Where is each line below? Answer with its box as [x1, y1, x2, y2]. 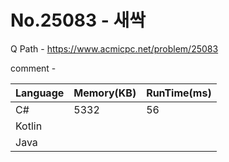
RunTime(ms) [146, 86, 212, 100]
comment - [10, 62, 57, 74]
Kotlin [15, 119, 43, 133]
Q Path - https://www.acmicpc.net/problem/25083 [10, 42, 219, 55]
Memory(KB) [73, 86, 137, 100]
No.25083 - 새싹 [10, 9, 146, 32]
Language [15, 86, 65, 100]
